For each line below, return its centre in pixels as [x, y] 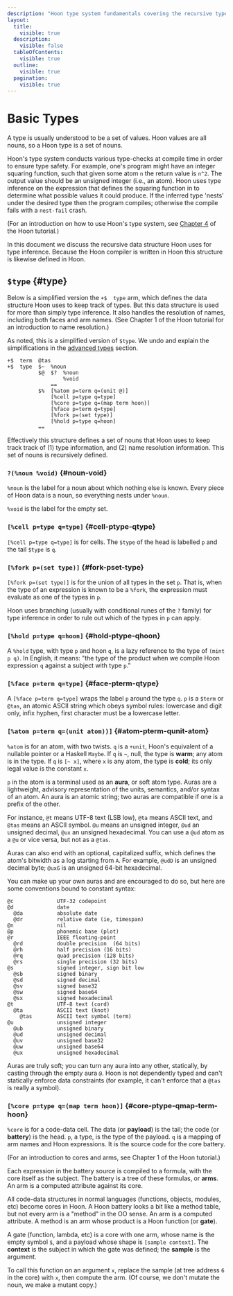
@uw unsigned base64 [59, 1047]
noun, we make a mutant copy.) [52, 1285]
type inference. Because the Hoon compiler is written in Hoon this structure [115, 252]
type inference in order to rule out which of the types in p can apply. [104, 618]
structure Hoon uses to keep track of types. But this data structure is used [113, 305]
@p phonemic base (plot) [63, 931]
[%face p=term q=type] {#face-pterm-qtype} [83, 683]
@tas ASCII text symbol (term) [76, 1016]
